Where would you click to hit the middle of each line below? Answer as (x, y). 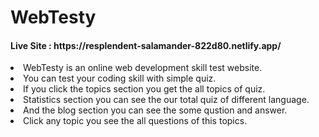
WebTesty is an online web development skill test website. (143, 68)
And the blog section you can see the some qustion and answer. (155, 110)
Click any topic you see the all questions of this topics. (135, 121)
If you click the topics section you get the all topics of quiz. (144, 89)
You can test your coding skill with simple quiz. (120, 78)
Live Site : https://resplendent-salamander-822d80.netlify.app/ (146, 45)
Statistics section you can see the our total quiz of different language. (166, 100)
